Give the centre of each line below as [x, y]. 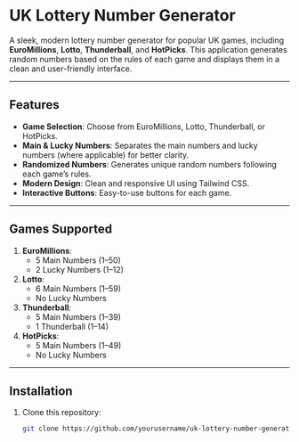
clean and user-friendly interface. [71, 69]
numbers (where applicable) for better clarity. [105, 155]
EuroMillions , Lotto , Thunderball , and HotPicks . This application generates [148, 49]
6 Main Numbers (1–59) [78, 288]
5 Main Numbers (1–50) [78, 260]
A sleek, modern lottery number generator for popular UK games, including [147, 40]
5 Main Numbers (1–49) [78, 345]
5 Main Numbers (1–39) [78, 316]
